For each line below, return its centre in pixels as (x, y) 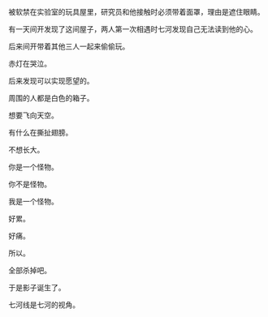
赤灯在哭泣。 (30, 64)
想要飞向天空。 (33, 115)
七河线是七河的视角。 (44, 305)
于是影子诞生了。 (37, 287)
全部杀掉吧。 (30, 270)
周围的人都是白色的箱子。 (51, 98)
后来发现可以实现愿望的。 (51, 81)
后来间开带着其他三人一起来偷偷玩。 (69, 46)
